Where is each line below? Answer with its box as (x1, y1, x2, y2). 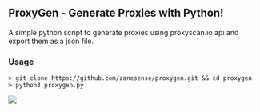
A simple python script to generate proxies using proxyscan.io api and (8, 27, 239, 37)
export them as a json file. (8, 36, 94, 46)
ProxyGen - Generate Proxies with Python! (8, 6, 224, 20)
